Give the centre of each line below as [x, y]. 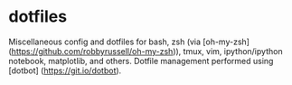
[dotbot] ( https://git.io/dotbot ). [65, 71]
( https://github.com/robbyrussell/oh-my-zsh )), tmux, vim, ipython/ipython [146, 51]
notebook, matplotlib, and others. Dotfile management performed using [141, 61]
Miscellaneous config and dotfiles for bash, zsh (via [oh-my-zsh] [129, 42]
